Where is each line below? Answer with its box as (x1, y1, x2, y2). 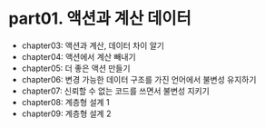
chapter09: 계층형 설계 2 (21, 108, 112, 119)
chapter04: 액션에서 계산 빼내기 (21, 51, 137, 62)
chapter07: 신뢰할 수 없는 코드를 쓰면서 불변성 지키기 (21, 85, 210, 96)
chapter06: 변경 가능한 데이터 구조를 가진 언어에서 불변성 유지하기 (21, 74, 257, 84)
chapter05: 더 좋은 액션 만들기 (21, 63, 131, 74)
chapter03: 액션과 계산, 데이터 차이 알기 (21, 40, 165, 51)
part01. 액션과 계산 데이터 (8, 8, 191, 29)
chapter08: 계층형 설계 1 (21, 96, 110, 107)
